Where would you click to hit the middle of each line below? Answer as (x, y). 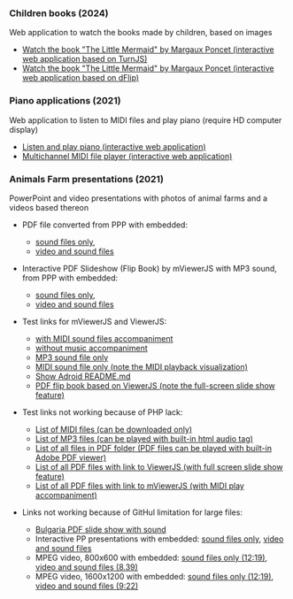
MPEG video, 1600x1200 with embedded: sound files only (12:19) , (154, 576)
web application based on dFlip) (81, 78)
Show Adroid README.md (83, 376)
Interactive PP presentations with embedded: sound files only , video (159, 539)
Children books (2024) (59, 13)
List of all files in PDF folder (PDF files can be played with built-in (154, 448)
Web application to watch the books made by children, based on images (141, 33)
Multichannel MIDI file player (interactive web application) (127, 156)
